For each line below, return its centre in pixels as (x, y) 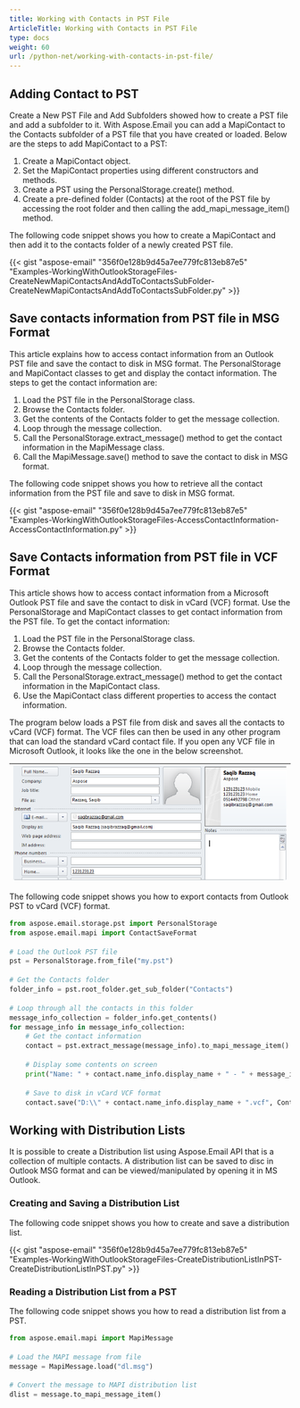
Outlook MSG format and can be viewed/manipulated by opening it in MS (144, 1171)
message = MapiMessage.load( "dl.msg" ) (81, 1366)
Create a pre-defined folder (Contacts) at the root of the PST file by (146, 199)
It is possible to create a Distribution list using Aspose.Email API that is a (142, 1152)
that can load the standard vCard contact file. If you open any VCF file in (142, 741)
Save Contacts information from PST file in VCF (144, 558)
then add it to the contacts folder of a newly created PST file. (121, 245)
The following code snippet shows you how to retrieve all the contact (136, 483)
